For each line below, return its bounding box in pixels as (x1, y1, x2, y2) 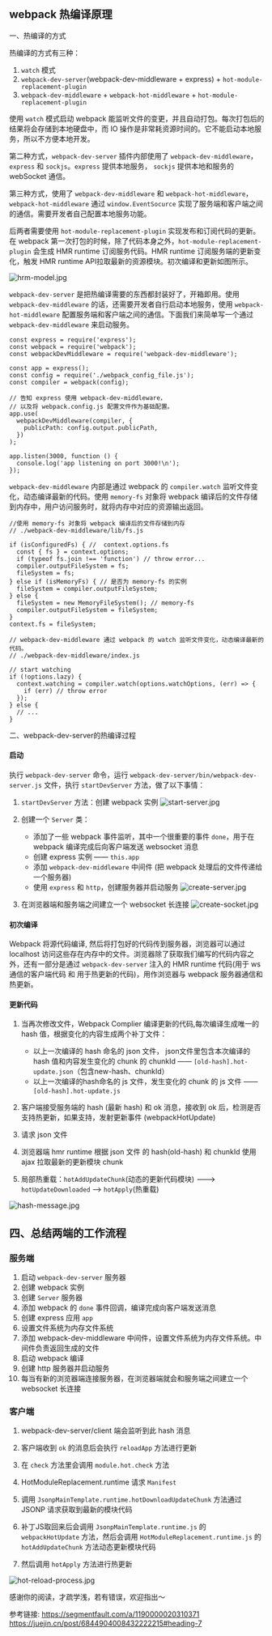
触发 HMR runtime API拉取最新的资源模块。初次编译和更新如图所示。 (23, 256, 253, 266)
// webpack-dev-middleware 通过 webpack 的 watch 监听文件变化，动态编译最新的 (9, 635, 264, 644)
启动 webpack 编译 (20, 1353, 84, 1363)
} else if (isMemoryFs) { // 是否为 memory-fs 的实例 (9, 577, 187, 585)
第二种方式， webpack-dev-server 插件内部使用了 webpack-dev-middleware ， (9, 151, 258, 160)
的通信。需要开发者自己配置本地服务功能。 (9, 209, 151, 219)
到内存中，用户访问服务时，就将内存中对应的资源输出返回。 (9, 501, 208, 512)
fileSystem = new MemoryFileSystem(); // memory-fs (16, 598, 195, 607)
